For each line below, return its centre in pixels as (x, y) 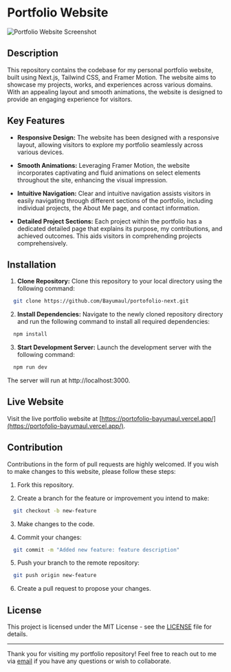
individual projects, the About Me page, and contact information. (108, 208)
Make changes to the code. (56, 523)
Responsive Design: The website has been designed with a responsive (118, 137)
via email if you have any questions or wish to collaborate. (89, 661)
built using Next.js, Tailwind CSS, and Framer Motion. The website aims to (112, 77)
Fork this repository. (45, 485)
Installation (32, 264)
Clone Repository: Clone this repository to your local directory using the (120, 281)
